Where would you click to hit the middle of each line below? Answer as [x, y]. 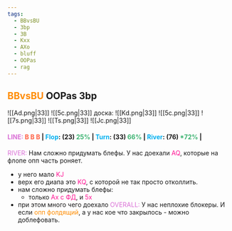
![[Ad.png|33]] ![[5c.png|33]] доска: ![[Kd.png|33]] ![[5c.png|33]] [104, 113]
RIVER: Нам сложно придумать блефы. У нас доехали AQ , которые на [113, 153]
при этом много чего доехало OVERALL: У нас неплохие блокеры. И [121, 205]
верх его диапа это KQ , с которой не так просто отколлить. [107, 182]
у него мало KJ [41, 174]
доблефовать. [39, 220]
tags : [15, 14]
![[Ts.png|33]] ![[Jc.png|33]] [90, 120]
